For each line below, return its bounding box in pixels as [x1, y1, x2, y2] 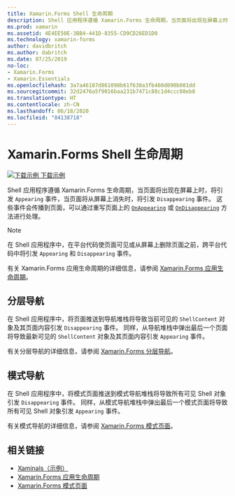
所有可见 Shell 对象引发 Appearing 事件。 [7, 407, 124, 416]
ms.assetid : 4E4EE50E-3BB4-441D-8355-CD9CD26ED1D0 [7, 29, 158, 37]
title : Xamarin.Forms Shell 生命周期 [7, 10, 113, 17]
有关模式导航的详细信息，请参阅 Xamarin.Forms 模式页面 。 [7, 422, 177, 430]
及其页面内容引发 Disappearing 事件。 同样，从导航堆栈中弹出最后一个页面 [13, 323, 228, 332]
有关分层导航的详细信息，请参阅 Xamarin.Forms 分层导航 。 [7, 347, 177, 356]
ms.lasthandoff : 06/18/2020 [7, 108, 90, 115]
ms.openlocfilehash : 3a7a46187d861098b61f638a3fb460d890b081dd [7, 82, 196, 89]
